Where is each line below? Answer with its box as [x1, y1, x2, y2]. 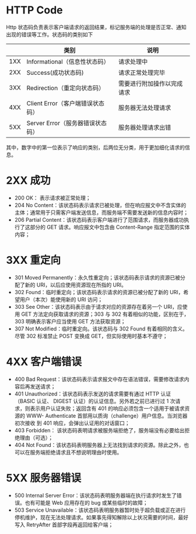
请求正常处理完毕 [118, 68, 165, 77]
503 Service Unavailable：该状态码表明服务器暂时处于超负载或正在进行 [14, 507, 186, 514]
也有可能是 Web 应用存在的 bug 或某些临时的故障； [24, 499, 148, 506]
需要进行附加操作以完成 [118, 80, 183, 88]
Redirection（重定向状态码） [26, 84, 105, 92]
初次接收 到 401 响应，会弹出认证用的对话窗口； [14, 419, 130, 426]
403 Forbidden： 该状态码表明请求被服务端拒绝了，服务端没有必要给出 [14, 426, 185, 433]
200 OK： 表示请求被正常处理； [14, 194, 91, 201]
